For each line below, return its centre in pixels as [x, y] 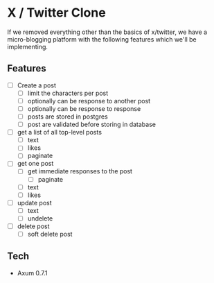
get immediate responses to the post [80, 171]
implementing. [28, 46]
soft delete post [50, 234]
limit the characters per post [68, 93]
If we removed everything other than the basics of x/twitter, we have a [107, 32]
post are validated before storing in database [91, 125]
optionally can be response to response [84, 108]
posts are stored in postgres [68, 117]
